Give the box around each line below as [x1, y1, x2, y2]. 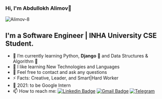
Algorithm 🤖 [12, 58, 38, 65]
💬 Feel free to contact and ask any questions [12, 69, 107, 75]
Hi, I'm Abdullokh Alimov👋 [5, 5, 72, 12]
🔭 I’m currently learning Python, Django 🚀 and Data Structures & [12, 53, 149, 59]
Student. [5, 39, 34, 48]
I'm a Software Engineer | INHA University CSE [5, 31, 157, 40]
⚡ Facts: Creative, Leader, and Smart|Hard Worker [12, 75, 119, 81]
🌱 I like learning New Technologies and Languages [12, 64, 120, 70]
